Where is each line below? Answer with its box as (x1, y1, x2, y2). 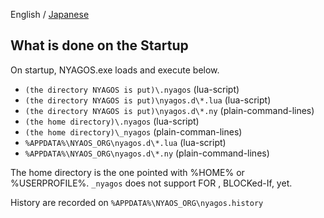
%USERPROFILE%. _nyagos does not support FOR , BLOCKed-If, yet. (10, 177, 293, 189)
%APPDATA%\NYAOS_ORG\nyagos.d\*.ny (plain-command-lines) (24, 147, 270, 159)
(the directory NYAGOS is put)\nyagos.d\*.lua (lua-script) (24, 94, 272, 106)
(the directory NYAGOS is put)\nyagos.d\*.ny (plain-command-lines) (24, 104, 315, 116)
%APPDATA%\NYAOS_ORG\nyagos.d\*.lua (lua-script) (24, 136, 227, 148)
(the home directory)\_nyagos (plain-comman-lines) (24, 125, 243, 138)
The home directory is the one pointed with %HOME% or (10, 166, 245, 178)
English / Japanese (10, 9, 90, 20)
